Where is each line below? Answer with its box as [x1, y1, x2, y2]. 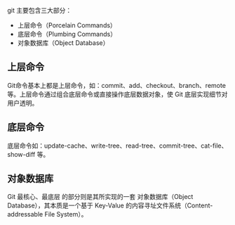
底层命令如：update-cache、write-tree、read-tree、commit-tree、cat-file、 [7, 141, 228, 150]
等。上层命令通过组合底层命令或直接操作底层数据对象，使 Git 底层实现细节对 [7, 90, 228, 98]
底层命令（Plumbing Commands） [17, 30, 117, 38]
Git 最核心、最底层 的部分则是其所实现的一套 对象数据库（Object [7, 193, 194, 201]
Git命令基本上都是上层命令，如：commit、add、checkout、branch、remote [7, 81, 227, 89]
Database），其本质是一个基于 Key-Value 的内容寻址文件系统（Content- [7, 201, 213, 210]
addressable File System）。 [7, 210, 88, 219]
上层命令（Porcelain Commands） [17, 21, 117, 30]
